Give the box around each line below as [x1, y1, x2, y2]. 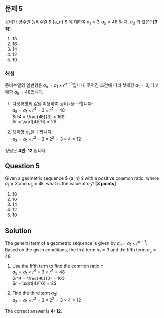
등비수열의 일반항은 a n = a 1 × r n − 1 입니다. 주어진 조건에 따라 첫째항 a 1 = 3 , [5, 81, 150, 89]
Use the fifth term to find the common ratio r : [12, 263, 104, 269]
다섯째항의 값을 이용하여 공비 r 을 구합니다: [12, 101, 93, 107]
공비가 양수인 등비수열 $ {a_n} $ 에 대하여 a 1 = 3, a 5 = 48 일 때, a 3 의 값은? [5, 19, 152, 26]
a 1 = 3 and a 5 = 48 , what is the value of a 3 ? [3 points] [5, 180, 116, 188]
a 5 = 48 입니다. [14, 89, 44, 96]
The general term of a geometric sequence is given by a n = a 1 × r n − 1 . [5, 239, 147, 247]
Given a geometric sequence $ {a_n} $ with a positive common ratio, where [5, 175, 159, 181]
